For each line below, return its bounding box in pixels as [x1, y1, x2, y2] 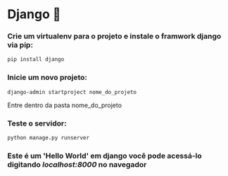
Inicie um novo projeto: [7, 73, 88, 83]
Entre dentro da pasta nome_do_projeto [7, 101, 122, 109]
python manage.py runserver [7, 134, 90, 141]
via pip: [7, 40, 34, 50]
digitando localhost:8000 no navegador [7, 159, 147, 169]
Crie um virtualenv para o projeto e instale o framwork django [7, 32, 222, 41]
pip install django [7, 56, 65, 63]
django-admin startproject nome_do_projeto [7, 88, 137, 95]
